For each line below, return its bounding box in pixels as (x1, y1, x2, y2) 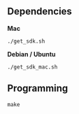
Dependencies (7, 6, 72, 17)
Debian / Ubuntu (7, 50, 56, 58)
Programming (7, 83, 69, 94)
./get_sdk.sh (7, 38, 45, 45)
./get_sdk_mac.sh (7, 63, 58, 71)
